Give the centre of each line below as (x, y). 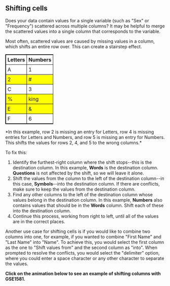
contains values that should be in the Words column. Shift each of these (88, 205)
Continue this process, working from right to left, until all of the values (86, 216)
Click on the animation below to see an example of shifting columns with (83, 273)
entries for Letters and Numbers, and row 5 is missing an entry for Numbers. (85, 137)
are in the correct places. (39, 221)
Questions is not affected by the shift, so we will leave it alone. (78, 173)
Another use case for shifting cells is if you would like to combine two (78, 231)
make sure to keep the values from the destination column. (74, 189)
